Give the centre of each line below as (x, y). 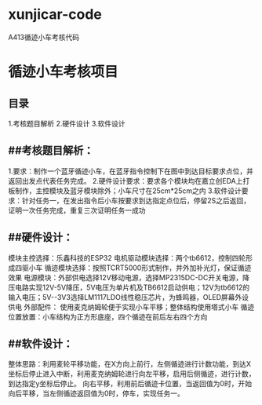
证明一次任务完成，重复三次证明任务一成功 (77, 210)
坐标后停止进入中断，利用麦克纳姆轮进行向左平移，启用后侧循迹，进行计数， (132, 374)
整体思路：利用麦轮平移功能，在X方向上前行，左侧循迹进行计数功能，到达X (130, 364)
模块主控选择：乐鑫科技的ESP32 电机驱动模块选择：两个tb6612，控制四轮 (127, 257)
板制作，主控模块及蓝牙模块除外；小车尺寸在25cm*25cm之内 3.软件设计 (125, 191)
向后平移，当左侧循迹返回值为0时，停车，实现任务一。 (96, 393)
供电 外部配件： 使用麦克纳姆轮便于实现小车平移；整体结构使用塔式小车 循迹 (131, 307)
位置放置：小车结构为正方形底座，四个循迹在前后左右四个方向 (108, 316)
